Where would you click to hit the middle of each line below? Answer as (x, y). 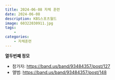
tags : (10, 28)
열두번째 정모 (18, 56)
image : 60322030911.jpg (29, 23)
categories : (17, 37)
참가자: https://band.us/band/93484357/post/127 (61, 66)
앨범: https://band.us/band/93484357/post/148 (59, 72)
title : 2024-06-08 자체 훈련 (32, 10)
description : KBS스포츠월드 (31, 19)
